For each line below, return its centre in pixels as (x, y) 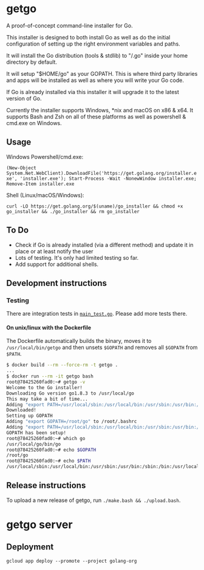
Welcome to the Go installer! (45, 387)
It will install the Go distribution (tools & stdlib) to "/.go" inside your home (97, 55)
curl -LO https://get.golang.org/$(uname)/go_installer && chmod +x (95, 206)
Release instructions (46, 485)
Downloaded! (21, 410)
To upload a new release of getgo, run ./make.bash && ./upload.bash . (93, 500)
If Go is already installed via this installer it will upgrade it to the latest (93, 92)
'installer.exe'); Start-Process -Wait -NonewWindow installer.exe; (108, 178)
